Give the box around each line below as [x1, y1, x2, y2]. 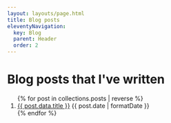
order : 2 [13, 42, 39, 49]
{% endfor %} [17, 109, 57, 117]
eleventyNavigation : [7, 23, 67, 30]
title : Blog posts [7, 16, 60, 23]
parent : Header [13, 36, 57, 43]
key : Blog [13, 29, 41, 36]
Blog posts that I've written [7, 71, 165, 87]
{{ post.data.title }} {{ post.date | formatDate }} [17, 101, 150, 110]
